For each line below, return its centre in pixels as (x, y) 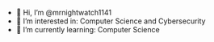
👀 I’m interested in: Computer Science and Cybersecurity (111, 21)
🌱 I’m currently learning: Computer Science (88, 29)
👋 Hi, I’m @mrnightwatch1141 (63, 13)
